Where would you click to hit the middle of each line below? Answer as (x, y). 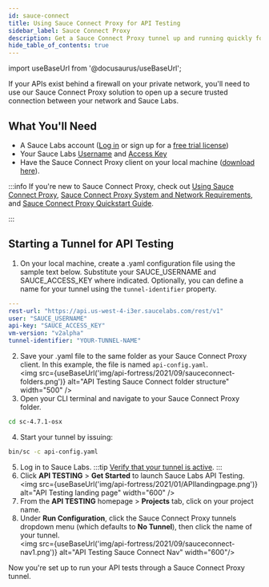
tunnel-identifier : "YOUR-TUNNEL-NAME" (75, 341)
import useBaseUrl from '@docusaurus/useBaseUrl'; (95, 68)
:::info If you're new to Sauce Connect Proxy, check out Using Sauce (121, 186)
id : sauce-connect (39, 16)
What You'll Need (53, 126)
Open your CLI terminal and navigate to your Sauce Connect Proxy (130, 398)
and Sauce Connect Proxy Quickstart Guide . (81, 203)
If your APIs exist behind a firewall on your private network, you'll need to (129, 84)
